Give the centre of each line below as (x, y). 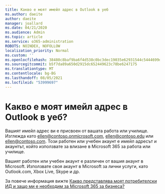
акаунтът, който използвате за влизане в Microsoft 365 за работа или (78, 146)
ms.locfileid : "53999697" (31, 82)
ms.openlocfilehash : (26, 60)
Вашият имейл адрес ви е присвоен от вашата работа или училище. (77, 131)
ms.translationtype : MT (29, 69)
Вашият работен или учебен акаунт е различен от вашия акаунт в (74, 161)
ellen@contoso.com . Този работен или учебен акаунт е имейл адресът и (81, 141)
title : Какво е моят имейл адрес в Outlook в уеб (57, 10)
